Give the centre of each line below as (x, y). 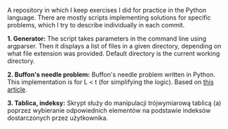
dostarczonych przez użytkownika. (58, 118)
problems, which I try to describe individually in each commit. (96, 25)
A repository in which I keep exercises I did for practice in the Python (107, 10)
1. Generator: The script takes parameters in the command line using (107, 39)
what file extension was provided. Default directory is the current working (114, 53)
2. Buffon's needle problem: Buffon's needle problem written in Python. (112, 74)
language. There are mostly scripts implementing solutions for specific (109, 18)
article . (17, 89)
